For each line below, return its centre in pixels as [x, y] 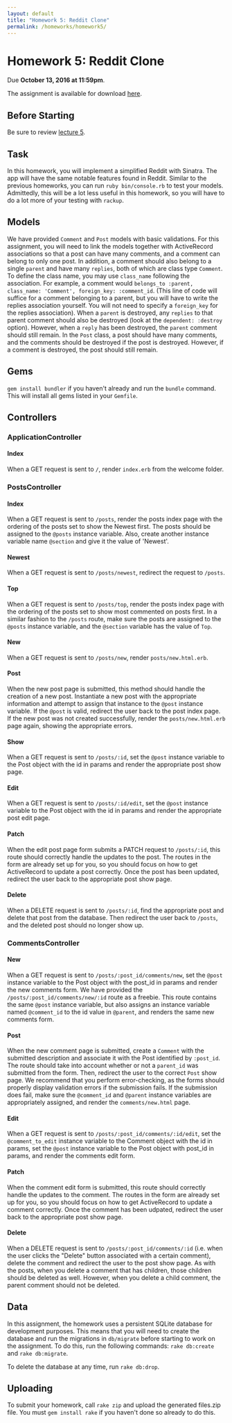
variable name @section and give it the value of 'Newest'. [88, 541]
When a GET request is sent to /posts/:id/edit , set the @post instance [108, 803]
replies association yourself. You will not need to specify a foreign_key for [113, 305]
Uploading [30, 1388]
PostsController [34, 487]
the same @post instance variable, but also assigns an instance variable [108, 1004]
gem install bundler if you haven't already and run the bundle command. [112, 388]
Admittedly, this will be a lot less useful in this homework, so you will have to [116, 192]
